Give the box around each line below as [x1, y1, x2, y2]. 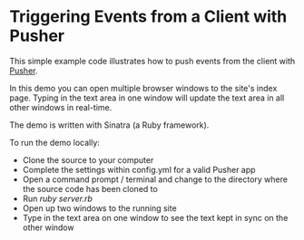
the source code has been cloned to [22, 183, 159, 194]
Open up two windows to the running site [22, 202, 177, 214]
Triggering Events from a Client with [9, 6, 288, 27]
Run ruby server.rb [22, 193, 93, 204]
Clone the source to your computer [22, 154, 154, 165]
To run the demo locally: [9, 137, 100, 148]
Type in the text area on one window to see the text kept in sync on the [22, 212, 289, 223]
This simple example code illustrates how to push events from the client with [9, 55, 296, 66]
